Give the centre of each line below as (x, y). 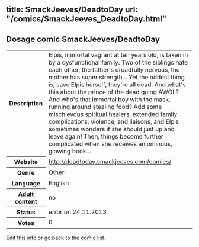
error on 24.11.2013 (77, 211)
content (26, 201)
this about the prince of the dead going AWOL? (114, 92)
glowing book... (70, 152)
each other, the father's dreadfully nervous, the (114, 70)
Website (26, 162)
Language (26, 183)
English (59, 183)
